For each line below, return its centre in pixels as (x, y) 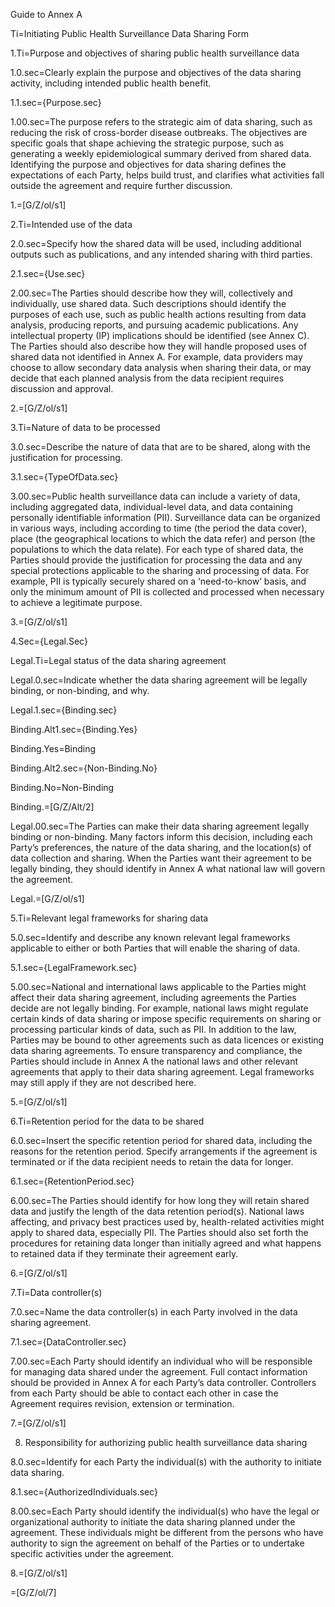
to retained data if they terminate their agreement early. (124, 1253)
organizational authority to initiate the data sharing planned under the (153, 1522)
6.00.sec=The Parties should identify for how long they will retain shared (160, 1200)
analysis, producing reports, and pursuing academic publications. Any (154, 325)
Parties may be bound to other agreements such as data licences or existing (167, 1040)
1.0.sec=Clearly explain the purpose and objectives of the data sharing (156, 72)
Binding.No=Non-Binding (62, 787)
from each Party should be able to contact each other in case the (144, 1393)
